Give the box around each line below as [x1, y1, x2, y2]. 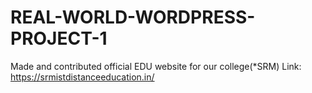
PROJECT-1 [10, 27, 108, 50]
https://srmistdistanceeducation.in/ [10, 71, 155, 83]
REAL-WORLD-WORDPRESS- [10, 6, 256, 29]
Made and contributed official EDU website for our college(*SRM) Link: [10, 60, 302, 72]
